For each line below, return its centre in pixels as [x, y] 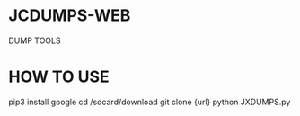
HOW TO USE [59, 77]
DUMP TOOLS [35, 40]
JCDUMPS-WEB [70, 16]
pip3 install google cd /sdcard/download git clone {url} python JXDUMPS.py [150, 102]
